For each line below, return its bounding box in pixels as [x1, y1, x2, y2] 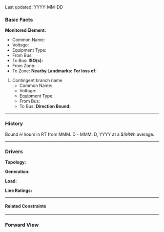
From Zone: [12, 63, 36, 69]
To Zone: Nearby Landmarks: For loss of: [12, 68, 97, 74]
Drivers [5, 148, 23, 155]
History [5, 120, 23, 127]
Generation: [5, 169, 30, 174]
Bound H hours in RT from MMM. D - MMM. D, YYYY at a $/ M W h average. [5, 131, 155, 137]
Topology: [5, 159, 26, 165]
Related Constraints [5, 203, 46, 209]
